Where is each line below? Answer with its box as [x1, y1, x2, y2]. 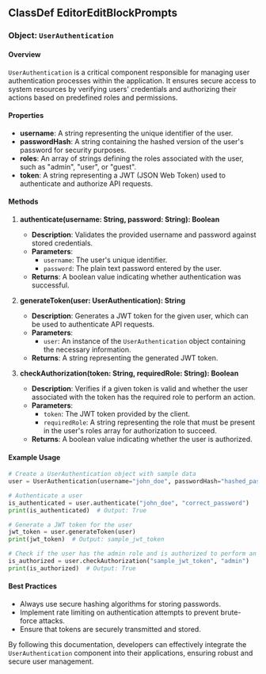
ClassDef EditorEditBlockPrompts [8, 6, 178, 20]
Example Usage [8, 452, 61, 462]
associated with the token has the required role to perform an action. [31, 392, 256, 402]
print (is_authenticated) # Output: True [8, 506, 147, 514]
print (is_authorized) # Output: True [8, 564, 136, 573]
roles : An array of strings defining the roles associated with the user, [19, 154, 244, 163]
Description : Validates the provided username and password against [31, 230, 256, 239]
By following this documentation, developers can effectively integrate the [8, 639, 247, 649]
